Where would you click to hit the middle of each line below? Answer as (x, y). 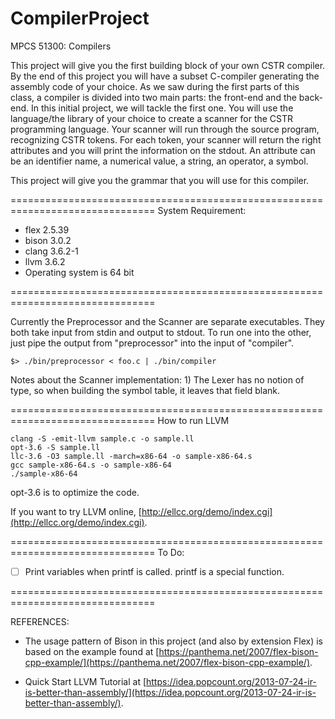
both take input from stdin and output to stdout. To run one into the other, (161, 332)
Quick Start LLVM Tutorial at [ (85, 681)
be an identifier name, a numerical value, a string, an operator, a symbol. (159, 161)
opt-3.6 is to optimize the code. (75, 492)
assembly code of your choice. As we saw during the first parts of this (155, 86)
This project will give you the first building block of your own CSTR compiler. (168, 65)
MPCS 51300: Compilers (61, 46)
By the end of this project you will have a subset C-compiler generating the (165, 76)
